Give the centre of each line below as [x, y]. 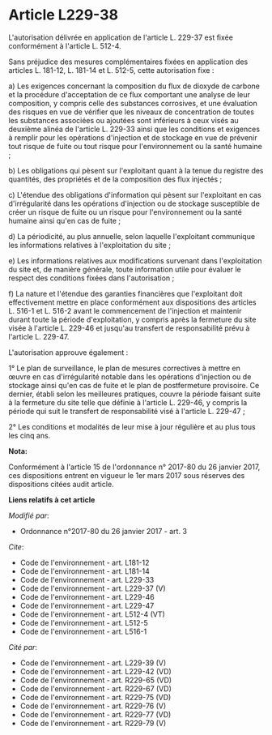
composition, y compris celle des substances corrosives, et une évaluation [133, 103]
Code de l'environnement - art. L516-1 [83, 631]
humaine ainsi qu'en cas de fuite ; [65, 220]
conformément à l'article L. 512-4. [65, 45]
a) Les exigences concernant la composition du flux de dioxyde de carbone [134, 86]
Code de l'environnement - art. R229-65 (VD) [96, 680]
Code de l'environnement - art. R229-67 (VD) [96, 688]
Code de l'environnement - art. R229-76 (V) [93, 706]
